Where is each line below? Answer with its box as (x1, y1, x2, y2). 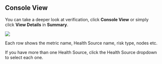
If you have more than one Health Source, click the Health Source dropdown (5, 49, 157, 55)
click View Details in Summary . (5, 22, 69, 27)
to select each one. (5, 54, 44, 60)
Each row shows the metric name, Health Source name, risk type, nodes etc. (5, 40, 158, 46)
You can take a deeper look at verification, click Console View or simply (5, 16, 149, 22)
